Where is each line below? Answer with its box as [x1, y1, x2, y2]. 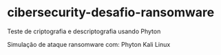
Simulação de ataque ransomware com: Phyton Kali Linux [7, 40, 171, 48]
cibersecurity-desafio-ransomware [7, 5, 215, 20]
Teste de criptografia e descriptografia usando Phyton [7, 27, 161, 35]
